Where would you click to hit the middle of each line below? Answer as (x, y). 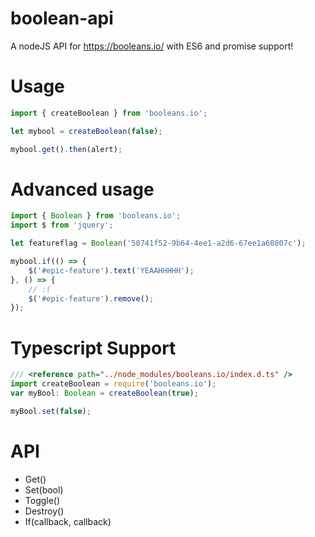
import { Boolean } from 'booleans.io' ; (96, 216)
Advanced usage (82, 189)
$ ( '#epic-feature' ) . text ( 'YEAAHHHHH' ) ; (111, 270)
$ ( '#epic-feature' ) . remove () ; (91, 298)
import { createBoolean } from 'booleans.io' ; (109, 113)
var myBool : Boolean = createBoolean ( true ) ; (104, 393)
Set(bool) (44, 489)
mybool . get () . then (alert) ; (66, 149)
